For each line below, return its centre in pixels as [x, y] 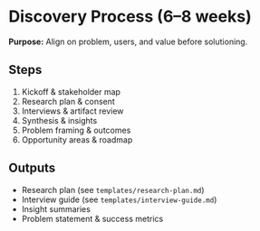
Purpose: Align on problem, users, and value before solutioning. [128, 42]
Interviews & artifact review [72, 111]
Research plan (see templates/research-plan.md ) [113, 189]
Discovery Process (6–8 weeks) [130, 17]
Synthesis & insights [59, 120]
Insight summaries [56, 208]
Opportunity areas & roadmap [77, 139]
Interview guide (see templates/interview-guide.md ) [119, 199]
